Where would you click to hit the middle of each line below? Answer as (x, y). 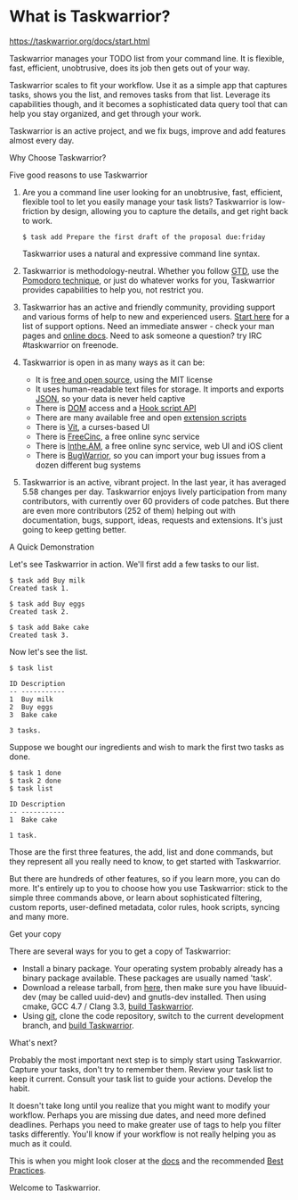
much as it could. (41, 1143)
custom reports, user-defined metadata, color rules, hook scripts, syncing (145, 906)
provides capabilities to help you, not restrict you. (113, 290)
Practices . (28, 1170)
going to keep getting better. (74, 529)
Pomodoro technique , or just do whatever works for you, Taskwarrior (149, 280)
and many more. (39, 916)
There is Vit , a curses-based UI (93, 426)
